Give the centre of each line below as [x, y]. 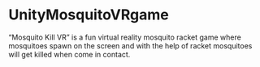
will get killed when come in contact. [69, 54]
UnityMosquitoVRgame [89, 15]
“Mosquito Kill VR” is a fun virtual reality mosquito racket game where [125, 37]
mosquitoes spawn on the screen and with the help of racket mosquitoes [130, 45]
